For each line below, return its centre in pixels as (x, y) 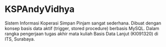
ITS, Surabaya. (20, 39)
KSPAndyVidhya (40, 9)
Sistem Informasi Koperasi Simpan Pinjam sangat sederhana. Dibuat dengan (83, 23)
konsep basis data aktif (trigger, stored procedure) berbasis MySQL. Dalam (82, 28)
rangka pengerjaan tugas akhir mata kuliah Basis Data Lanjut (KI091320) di (81, 33)
